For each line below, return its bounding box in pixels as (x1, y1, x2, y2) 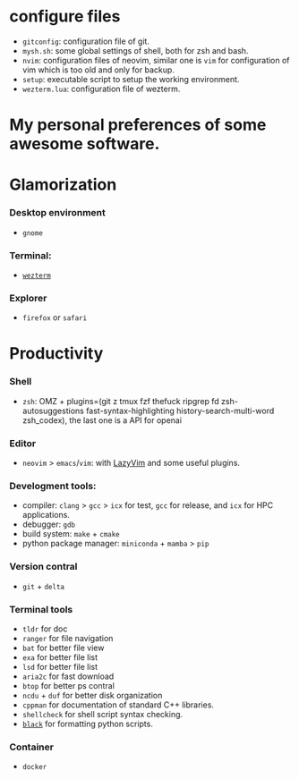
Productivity (9, 343, 104, 364)
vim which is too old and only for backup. (21, 64, 175, 75)
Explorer (9, 292, 47, 304)
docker (21, 763, 47, 772)
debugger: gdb (21, 519, 76, 529)
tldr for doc (21, 623, 68, 634)
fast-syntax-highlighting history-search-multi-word (86, 405, 275, 416)
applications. (21, 510, 70, 521)
